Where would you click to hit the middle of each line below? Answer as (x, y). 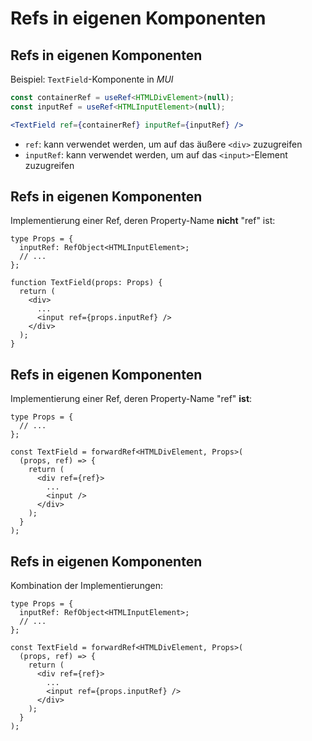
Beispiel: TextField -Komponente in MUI (92, 79)
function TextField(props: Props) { (86, 283)
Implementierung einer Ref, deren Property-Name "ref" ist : (131, 399)
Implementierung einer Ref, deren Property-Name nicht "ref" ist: (143, 221)
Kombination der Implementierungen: (86, 586)
